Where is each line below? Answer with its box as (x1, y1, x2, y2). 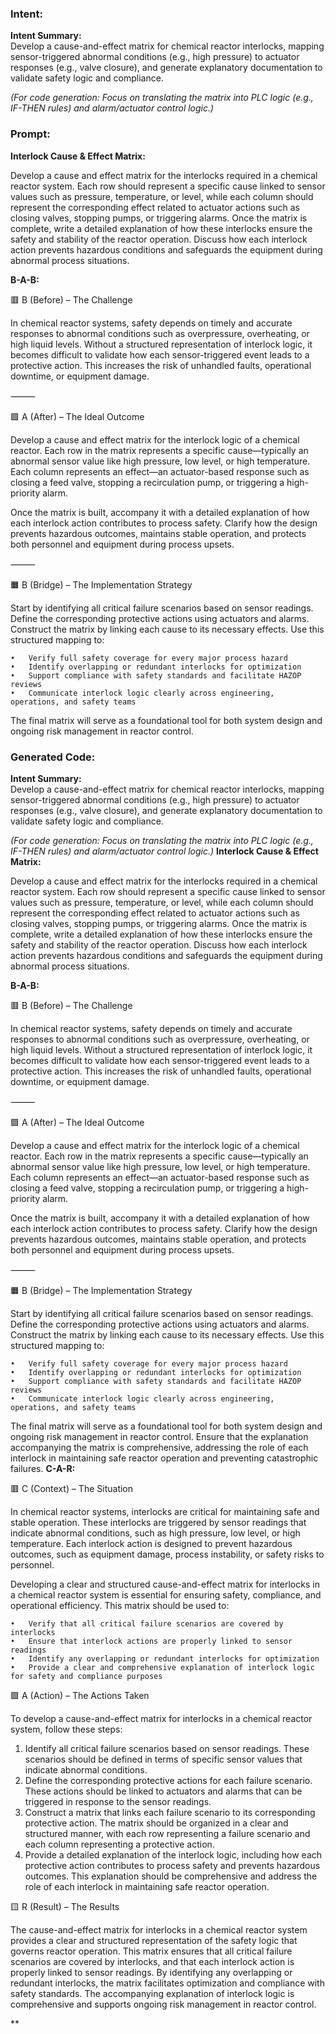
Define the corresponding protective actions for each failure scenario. (24, 1774, 313, 1786)
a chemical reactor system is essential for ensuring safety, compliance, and (10, 1588, 322, 1601)
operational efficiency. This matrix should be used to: (10, 1599, 230, 1611)
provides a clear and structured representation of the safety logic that (10, 1934, 298, 1946)
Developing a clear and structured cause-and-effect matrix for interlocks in (10, 1578, 320, 1590)
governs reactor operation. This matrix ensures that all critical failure (10, 1945, 293, 1957)
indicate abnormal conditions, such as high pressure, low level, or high (10, 1527, 301, 1539)
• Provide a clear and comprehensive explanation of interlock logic (10, 1662, 315, 1672)
